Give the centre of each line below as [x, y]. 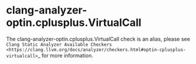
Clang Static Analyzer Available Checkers [59, 45]
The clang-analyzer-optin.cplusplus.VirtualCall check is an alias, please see [98, 39]
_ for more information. [65, 55]
